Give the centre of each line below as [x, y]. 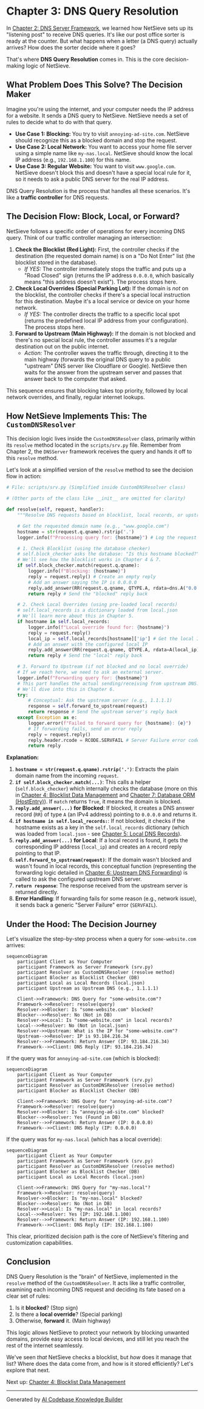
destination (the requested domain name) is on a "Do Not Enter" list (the [105, 256]
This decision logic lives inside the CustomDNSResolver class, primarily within [101, 439]
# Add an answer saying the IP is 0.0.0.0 [83, 582]
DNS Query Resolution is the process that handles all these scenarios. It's [98, 191]
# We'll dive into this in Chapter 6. [66, 689]
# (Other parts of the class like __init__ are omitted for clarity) [96, 498]
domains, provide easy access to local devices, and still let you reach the [98, 1339]
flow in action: [24, 477]
